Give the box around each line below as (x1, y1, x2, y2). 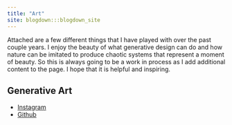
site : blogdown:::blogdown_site (7, 17, 100, 23)
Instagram (17, 103, 46, 111)
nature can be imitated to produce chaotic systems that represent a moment (7, 50, 224, 59)
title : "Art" (7, 10, 45, 17)
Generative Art (7, 84, 73, 97)
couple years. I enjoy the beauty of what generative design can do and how (7, 43, 223, 51)
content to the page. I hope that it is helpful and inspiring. (7, 65, 171, 73)
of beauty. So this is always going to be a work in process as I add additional (7, 57, 226, 66)
